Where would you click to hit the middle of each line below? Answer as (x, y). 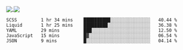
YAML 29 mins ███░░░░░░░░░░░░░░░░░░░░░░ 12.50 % (92, 31)
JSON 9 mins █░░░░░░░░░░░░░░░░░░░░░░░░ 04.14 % (92, 41)
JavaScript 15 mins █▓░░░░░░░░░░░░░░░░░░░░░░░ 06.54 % (92, 36)
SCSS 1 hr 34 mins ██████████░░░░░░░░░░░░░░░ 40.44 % (92, 20)
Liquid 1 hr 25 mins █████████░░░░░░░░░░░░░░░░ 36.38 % (92, 26)
